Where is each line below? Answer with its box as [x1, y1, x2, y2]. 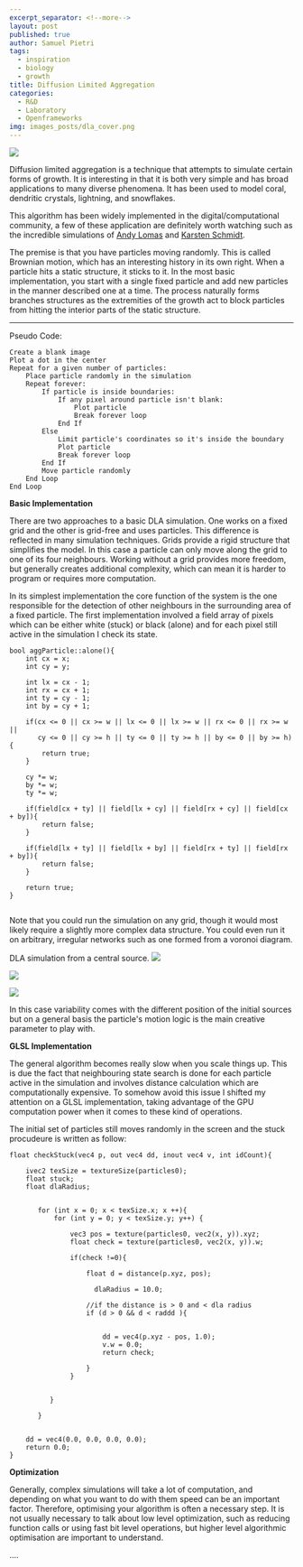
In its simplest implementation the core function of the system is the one [9, 590, 278, 601]
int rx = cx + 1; [25, 686, 91, 695]
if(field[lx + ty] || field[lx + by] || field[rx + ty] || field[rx [25, 844, 289, 853]
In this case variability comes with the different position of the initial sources [9, 1004, 292, 1015]
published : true [9, 30, 70, 39]
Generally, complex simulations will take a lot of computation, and [9, 1484, 253, 1495]
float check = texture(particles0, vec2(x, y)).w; [69, 1238, 264, 1247]
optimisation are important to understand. [9, 1532, 164, 1543]
